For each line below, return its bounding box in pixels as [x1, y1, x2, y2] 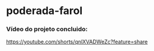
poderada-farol [6, 4, 83, 18]
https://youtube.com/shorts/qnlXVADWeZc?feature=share [6, 38, 148, 45]
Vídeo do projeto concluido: [6, 25, 88, 33]
